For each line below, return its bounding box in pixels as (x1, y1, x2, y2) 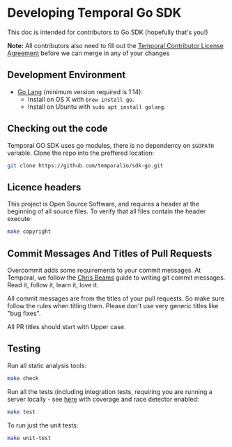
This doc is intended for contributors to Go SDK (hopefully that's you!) (7, 28, 208, 36)
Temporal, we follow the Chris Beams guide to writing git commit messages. (7, 273, 226, 282)
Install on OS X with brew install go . (27, 95, 134, 103)
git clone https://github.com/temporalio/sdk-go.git (7, 162, 164, 169)
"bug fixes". (7, 309, 41, 317)
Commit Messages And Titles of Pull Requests (7, 248, 212, 259)
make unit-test (7, 434, 52, 441)
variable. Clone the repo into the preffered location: (7, 149, 155, 157)
